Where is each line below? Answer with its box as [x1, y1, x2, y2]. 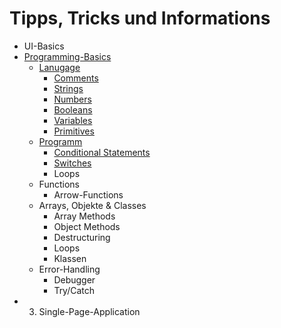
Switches [53, 157, 92, 169]
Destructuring [53, 231, 111, 243]
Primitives [53, 125, 95, 137]
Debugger [53, 273, 96, 286]
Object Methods [53, 220, 121, 232]
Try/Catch [53, 284, 96, 296]
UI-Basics [23, 40, 65, 52]
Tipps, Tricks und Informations [9, 7, 271, 30]
